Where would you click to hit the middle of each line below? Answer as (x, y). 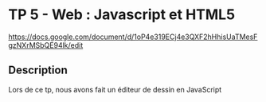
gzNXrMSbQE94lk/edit (46, 45)
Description (38, 71)
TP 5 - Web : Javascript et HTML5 (122, 15)
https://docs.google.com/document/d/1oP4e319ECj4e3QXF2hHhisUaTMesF (133, 37)
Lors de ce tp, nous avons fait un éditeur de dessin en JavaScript (115, 89)
